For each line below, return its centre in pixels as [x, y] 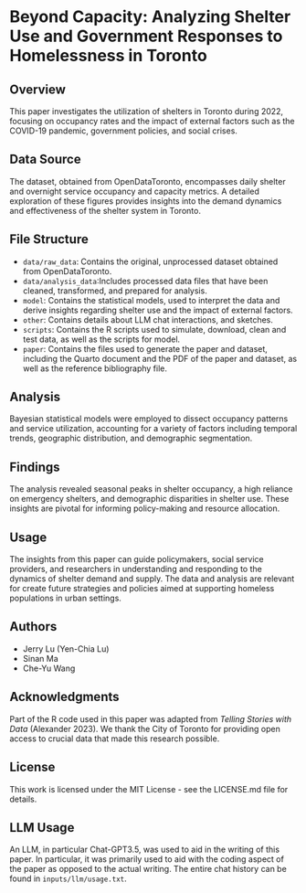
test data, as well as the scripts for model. [101, 339]
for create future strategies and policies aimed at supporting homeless [142, 589]
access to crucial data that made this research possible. [115, 739]
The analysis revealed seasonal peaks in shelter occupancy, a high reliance [151, 489]
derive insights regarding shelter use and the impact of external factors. [158, 310]
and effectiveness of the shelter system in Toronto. [105, 210]
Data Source [45, 159]
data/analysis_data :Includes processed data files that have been [145, 281]
